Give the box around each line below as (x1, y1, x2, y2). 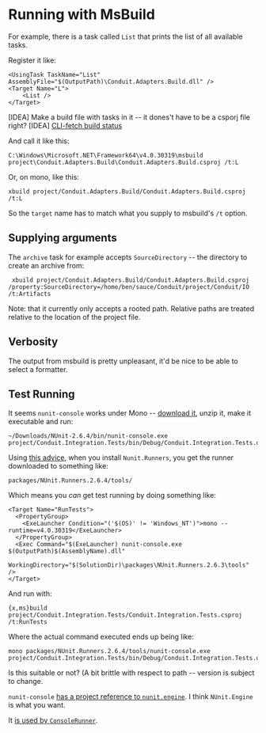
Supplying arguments (8, 231, 117, 245)
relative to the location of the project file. (8, 312, 141, 321)
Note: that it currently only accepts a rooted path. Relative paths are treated (8, 303, 255, 313)
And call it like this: (8, 136, 70, 146)
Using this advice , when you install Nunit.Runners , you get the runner (8, 453, 234, 462)
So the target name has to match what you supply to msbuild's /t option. (8, 208, 248, 218)
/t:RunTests (8, 618, 47, 626)
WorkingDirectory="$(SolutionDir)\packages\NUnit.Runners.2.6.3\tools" (8, 561, 249, 569)
